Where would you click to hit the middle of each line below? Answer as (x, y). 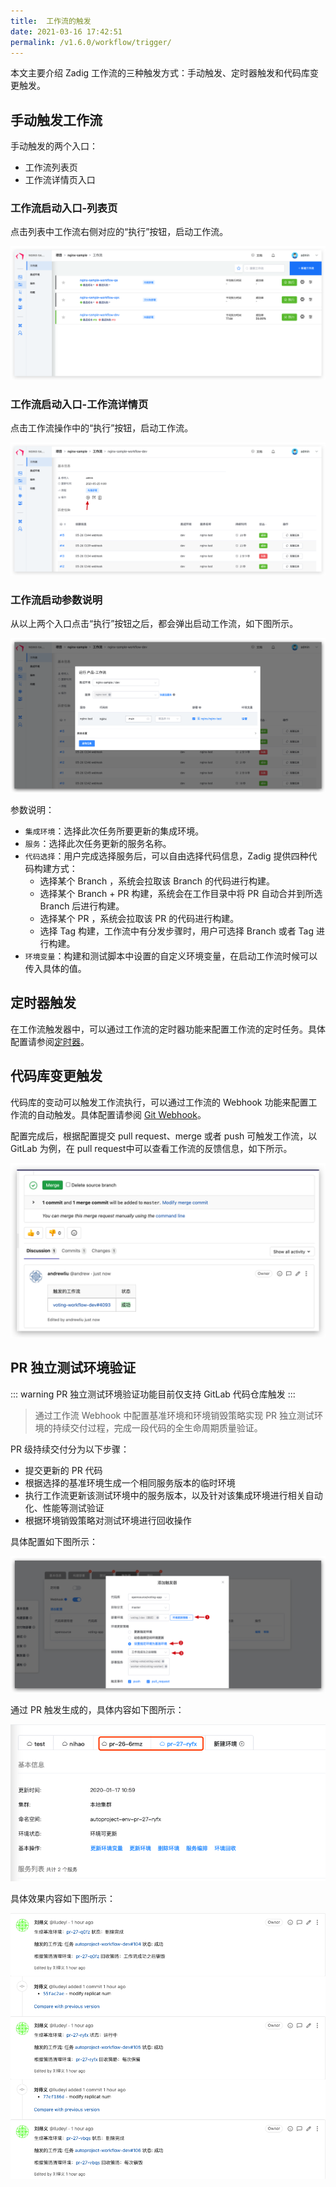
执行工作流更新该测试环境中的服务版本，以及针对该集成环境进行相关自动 (173, 1495)
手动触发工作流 (56, 120)
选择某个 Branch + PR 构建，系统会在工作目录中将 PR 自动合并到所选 (181, 893)
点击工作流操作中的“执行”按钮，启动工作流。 (102, 427)
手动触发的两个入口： (54, 146)
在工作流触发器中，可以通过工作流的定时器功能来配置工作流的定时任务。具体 (168, 1029)
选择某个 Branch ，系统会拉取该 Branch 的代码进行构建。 (157, 881)
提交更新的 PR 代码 (63, 1470)
